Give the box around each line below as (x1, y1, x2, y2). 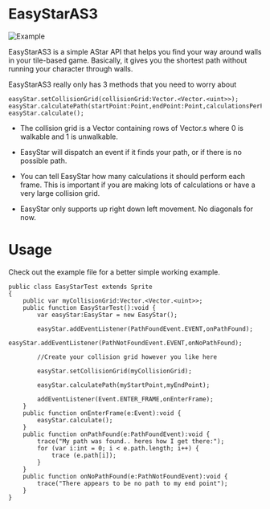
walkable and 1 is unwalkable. (19, 132, 119, 141)
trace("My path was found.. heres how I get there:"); (37, 437, 225, 446)
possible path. (19, 156, 67, 165)
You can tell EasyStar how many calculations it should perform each (19, 171, 245, 181)
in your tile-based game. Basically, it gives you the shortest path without (8, 55, 247, 65)
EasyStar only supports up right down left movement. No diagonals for (19, 204, 253, 214)
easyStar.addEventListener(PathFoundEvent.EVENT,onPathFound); (37, 324, 253, 333)
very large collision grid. (19, 188, 100, 197)
